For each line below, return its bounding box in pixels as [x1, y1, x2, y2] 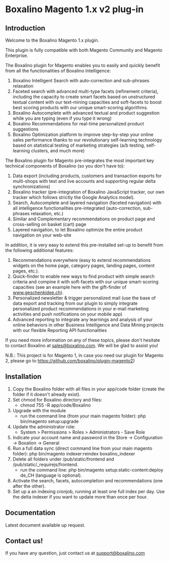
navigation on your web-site [12, 232, 72, 238]
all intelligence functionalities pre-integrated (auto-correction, [12, 205, 142, 211]
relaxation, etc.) [30, 211, 63, 216]
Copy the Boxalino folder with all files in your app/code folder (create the [12, 386, 165, 392]
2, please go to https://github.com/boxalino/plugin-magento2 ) [5, 358, 135, 364]
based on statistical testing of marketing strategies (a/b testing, [12, 142, 146, 148]
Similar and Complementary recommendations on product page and [12, 216, 155, 222]
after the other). [12, 483, 46, 489]
